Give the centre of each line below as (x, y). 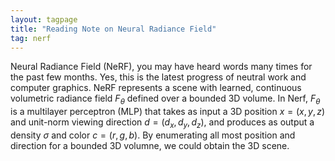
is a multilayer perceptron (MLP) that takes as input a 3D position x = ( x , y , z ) (168, 112)
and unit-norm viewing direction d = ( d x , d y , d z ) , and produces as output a (162, 123)
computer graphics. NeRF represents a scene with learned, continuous (156, 88)
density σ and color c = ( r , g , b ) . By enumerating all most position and (153, 135)
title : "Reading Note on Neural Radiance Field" (113, 29)
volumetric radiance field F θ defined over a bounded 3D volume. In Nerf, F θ (165, 99)
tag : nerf (31, 38)
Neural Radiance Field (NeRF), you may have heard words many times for (161, 67)
